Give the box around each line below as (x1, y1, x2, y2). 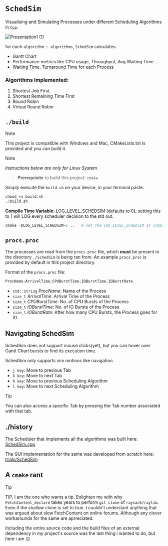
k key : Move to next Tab (12, 373, 62, 379)
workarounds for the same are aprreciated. (5, 515, 94, 521)
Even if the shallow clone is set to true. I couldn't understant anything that (5, 504, 157, 510)
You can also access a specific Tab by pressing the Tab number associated (5, 403, 160, 409)
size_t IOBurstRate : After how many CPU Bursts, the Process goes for (12, 309, 157, 315)
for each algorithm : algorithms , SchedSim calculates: (5, 43, 117, 49)
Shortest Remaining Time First (12, 93, 75, 99)
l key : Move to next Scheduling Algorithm (12, 383, 99, 389)
